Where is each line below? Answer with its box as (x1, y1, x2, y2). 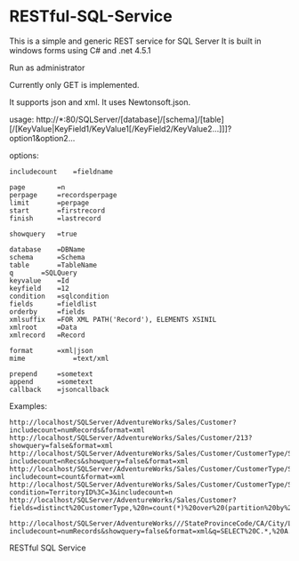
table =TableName (9, 260, 98, 269)
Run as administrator (9, 62, 85, 73)
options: (9, 149, 40, 161)
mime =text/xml (9, 354, 109, 363)
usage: (9, 114, 35, 124)
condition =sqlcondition (9, 292, 109, 301)
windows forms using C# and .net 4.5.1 (9, 44, 151, 55)
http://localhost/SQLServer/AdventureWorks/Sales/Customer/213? (9, 433, 253, 442)
